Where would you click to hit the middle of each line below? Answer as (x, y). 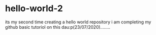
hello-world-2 (34, 9)
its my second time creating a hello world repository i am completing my (78, 22)
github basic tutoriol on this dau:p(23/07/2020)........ (58, 27)
